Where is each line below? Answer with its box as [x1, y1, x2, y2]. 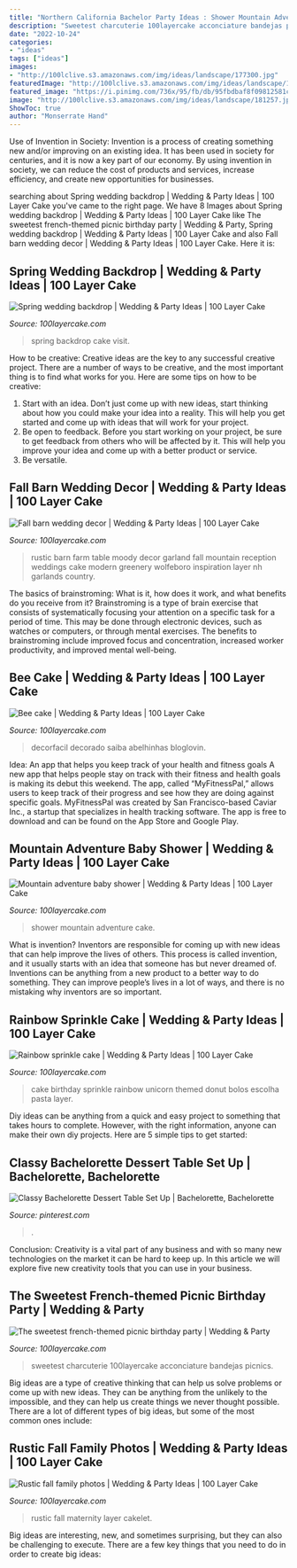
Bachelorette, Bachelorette [9, 1169, 161, 1184]
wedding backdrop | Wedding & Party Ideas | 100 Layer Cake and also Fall [9, 229, 278, 239]
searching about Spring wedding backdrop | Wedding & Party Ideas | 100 [9, 191, 275, 202]
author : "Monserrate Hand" [9, 112, 109, 121]
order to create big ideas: [9, 1548, 102, 1559]
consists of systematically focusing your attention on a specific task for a [9, 606, 276, 617]
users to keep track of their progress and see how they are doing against [9, 787, 275, 798]
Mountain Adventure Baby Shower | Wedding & [9, 841, 274, 856]
